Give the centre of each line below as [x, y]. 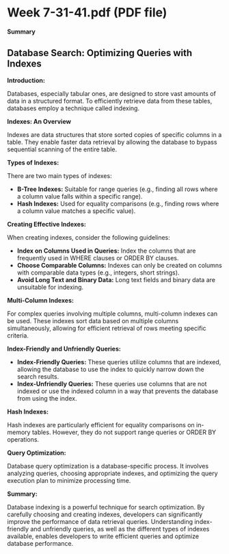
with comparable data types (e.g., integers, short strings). [98, 273]
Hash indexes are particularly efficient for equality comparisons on [101, 425]
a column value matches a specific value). [76, 211]
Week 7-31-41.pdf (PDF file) [87, 13]
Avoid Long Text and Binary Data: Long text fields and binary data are [116, 279]
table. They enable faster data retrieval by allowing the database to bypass [112, 142]
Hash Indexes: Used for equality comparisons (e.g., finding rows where [118, 203]
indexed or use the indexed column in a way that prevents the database [118, 391]
